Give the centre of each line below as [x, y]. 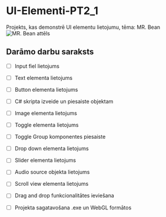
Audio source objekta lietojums [52, 172]
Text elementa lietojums [43, 78]
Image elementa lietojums [46, 113]
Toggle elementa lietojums [47, 125]
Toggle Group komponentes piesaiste [60, 137]
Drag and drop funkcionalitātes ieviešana [64, 196]
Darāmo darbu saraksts [50, 52]
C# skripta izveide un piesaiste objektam [64, 101]
